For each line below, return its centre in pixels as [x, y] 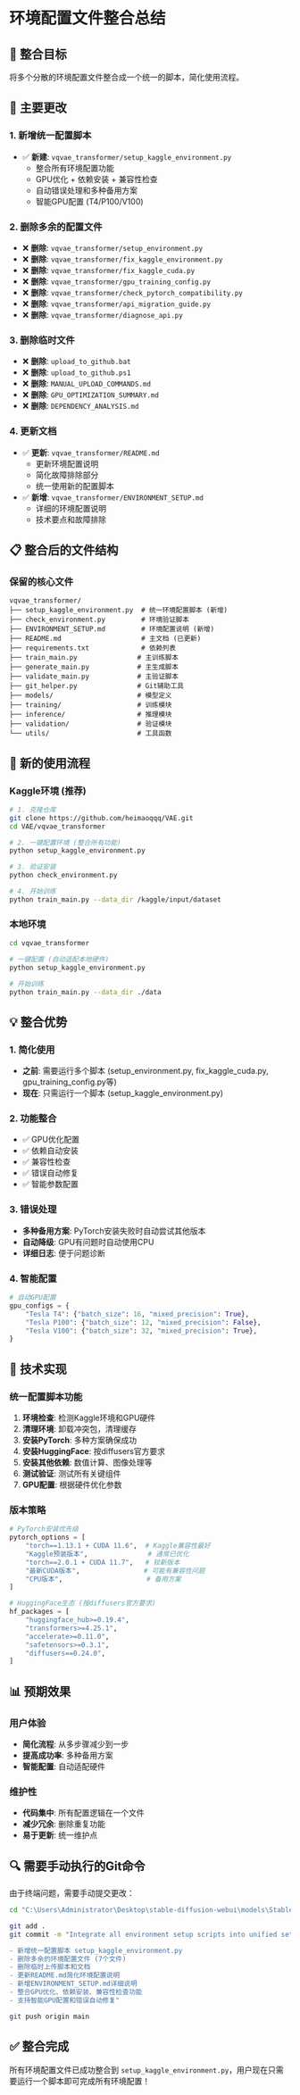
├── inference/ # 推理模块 [91, 715]
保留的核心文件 [42, 581]
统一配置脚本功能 [46, 1396]
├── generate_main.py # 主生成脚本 [94, 667]
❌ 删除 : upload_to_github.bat [76, 362]
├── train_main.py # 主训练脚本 [94, 658]
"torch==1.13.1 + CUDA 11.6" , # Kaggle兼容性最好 [118, 1546]
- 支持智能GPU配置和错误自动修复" [65, 2000]
